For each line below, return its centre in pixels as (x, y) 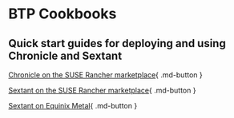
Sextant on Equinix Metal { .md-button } (73, 106)
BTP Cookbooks (63, 14)
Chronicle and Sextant (65, 55)
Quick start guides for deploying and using (117, 43)
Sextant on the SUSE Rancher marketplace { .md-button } (102, 90)
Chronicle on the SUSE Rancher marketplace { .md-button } (105, 75)
